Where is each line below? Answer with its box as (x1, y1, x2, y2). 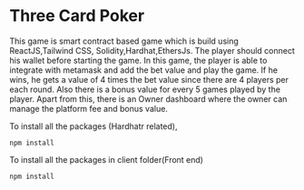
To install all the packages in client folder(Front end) (9, 154, 204, 165)
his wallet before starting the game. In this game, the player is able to (9, 55, 268, 65)
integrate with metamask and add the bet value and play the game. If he (9, 65, 279, 75)
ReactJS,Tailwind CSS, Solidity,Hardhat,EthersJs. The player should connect (9, 45, 295, 55)
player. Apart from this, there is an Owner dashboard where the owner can (9, 93, 288, 105)
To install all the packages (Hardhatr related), (9, 120, 178, 132)
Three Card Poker (9, 5, 145, 26)
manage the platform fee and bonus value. (9, 103, 168, 114)
